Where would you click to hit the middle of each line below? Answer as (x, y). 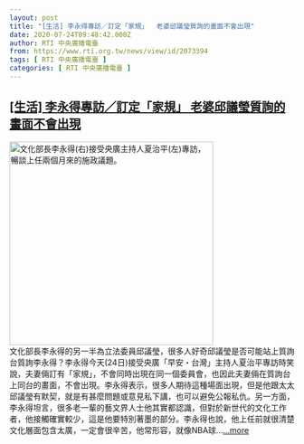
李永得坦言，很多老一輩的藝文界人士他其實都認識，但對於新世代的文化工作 (148, 407)
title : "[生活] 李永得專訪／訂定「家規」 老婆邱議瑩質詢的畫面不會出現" (132, 26)
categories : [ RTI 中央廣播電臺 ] (70, 69)
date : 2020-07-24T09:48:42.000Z (70, 34)
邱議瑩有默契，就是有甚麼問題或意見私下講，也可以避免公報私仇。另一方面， (152, 396)
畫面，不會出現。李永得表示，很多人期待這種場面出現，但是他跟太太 (167, 384)
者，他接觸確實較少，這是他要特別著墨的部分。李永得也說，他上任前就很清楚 (152, 419)
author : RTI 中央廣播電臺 (54, 43)
